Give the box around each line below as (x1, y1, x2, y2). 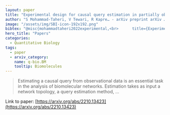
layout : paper (5, 7, 35, 13)
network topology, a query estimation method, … (17, 89, 119, 95)
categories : (5, 36, 30, 41)
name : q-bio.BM (14, 59, 47, 64)
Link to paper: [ (5, 98, 37, 104)
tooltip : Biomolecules (14, 64, 62, 69)
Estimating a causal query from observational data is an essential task (17, 78, 163, 84)
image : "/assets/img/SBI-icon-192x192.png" (5, 21, 99, 27)
